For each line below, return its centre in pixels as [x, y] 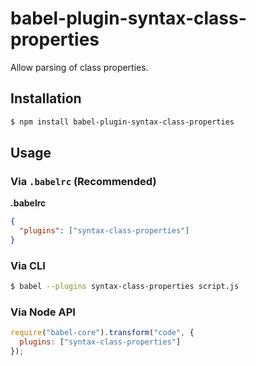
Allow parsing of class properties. [79, 67]
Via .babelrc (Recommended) [83, 181]
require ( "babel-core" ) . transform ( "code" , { [102, 333]
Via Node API [43, 312]
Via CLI [28, 265]
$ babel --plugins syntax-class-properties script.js [125, 287]
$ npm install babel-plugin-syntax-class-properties [122, 122]
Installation [46, 98]
